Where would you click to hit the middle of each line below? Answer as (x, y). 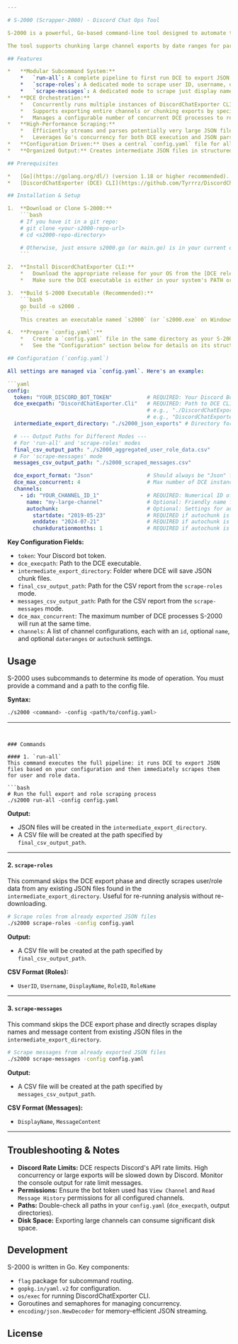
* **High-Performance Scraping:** (61, 124)
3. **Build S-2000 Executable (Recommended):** (80, 293)
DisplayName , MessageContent (59, 1121)
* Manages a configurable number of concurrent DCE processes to (121, 118)
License (25, 1333)
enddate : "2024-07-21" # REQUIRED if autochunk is (131, 522)
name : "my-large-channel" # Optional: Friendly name (126, 502)
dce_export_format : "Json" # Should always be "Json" (120, 476)
